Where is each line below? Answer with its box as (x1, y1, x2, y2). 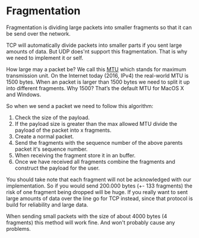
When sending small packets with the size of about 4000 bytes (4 (6, 212, 168, 220)
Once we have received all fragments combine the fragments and (14, 158, 175, 165)
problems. (6, 225, 31, 232)
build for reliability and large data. (6, 201, 89, 208)
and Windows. (6, 91, 42, 98)
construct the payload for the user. (14, 164, 100, 172)
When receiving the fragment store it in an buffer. (14, 151, 135, 158)
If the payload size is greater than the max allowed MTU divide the (14, 120, 178, 127)
